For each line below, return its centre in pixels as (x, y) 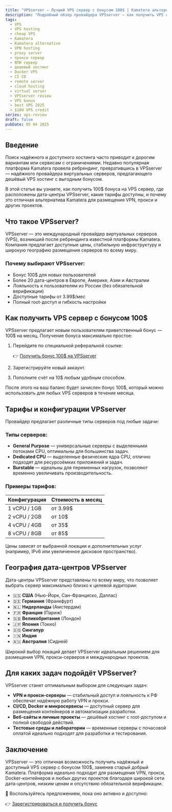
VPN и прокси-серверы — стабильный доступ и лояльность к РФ (85, 695)
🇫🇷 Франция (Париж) (37, 612)
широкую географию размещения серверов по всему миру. (71, 250)
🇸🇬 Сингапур (28, 630)
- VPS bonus (23, 100)
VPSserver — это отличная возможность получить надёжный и (74, 762)
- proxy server (26, 53)
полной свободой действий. (44, 722)
